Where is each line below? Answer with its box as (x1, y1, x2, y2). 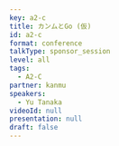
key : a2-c (9, 13, 47, 23)
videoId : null (9, 106, 63, 115)
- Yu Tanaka (17, 97, 63, 107)
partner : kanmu (9, 81, 67, 90)
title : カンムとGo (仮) (9, 22, 92, 31)
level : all (9, 55, 50, 64)
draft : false (9, 123, 59, 132)
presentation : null (9, 114, 83, 123)
